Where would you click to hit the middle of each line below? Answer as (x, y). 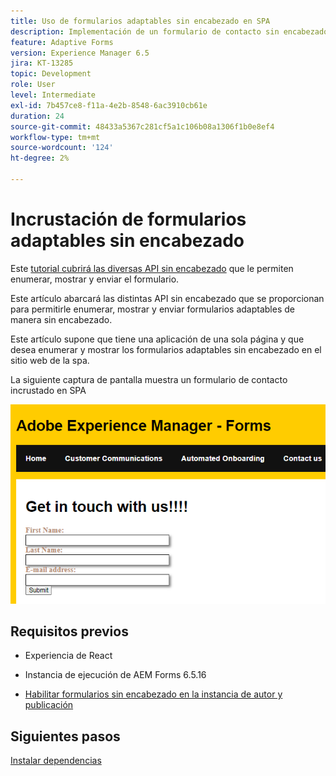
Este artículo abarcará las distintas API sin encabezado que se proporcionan (167, 298)
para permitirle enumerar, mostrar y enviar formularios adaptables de (152, 309)
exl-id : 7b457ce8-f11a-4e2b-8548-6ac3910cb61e (109, 105)
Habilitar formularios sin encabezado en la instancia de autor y (153, 694)
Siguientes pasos (65, 736)
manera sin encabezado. (61, 319)
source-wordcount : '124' (62, 148)
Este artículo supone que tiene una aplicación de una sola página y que (157, 339)
